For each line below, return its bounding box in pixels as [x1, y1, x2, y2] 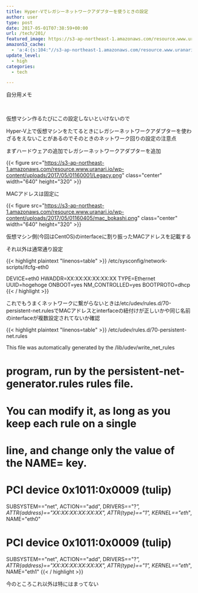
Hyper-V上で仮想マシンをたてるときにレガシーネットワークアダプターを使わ [6, 127, 192, 135]
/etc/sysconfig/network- [108, 257, 168, 264]
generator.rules [6, 377, 84, 391]
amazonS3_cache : [6, 42, 46, 48]
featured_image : [6, 36, 46, 42]
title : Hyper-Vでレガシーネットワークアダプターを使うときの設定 [6, 8, 148, 15]
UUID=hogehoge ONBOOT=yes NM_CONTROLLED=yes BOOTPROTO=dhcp [6, 281, 190, 289]
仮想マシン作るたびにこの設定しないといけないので [6, 115, 130, 122]
